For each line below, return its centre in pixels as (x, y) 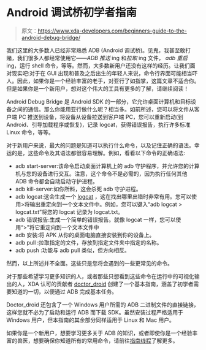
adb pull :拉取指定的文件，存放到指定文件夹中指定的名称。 (89, 242)
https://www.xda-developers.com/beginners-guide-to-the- (112, 31)
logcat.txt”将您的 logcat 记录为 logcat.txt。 (69, 211)
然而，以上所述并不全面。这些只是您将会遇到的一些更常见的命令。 (90, 263)
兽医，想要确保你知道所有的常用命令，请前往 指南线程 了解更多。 (97, 340)
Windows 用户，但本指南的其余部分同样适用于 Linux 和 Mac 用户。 (90, 320)
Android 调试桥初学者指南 (71, 13)
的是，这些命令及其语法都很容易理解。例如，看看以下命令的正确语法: (98, 153)
